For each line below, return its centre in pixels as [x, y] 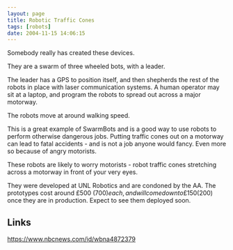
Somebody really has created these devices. [71, 53]
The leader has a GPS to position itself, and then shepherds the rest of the [113, 80]
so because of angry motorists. [52, 151]
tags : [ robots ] [29, 26]
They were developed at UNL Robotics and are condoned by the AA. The [112, 186]
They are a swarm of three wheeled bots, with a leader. [86, 66]
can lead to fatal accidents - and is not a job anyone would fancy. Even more [117, 144]
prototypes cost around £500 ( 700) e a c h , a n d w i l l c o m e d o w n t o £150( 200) [110, 193]
